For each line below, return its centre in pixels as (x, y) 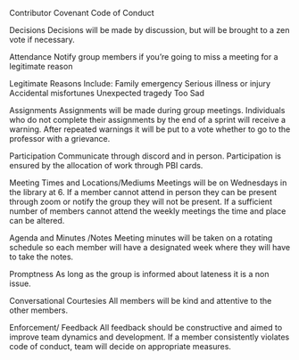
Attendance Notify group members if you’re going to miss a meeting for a (144, 57)
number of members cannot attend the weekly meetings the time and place (148, 211)
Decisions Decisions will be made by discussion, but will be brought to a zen (149, 30)
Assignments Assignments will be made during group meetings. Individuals (147, 110)
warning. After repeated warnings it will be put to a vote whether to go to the (150, 129)
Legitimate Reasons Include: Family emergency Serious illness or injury (140, 83)
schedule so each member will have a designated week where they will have (150, 247)
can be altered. (37, 221)
